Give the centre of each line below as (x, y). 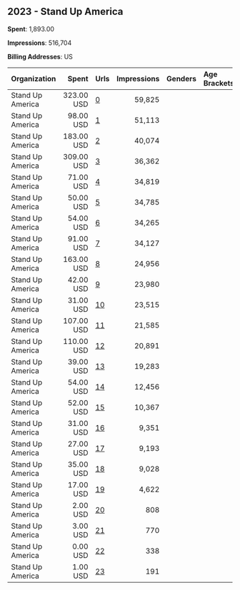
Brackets (219, 83)
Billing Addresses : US (40, 56)
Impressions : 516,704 (40, 43)
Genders (181, 78)
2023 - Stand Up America (65, 12)
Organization (34, 78)
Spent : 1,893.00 (31, 29)
